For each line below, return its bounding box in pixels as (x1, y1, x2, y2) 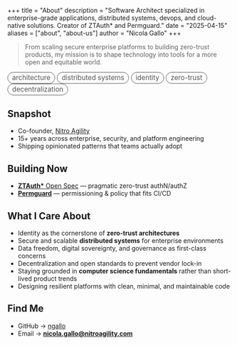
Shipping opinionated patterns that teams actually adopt (17, 142, 183, 151)
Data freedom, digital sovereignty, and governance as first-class (17, 244, 206, 252)
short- (212, 267, 231, 275)
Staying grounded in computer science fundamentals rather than (17, 267, 211, 275)
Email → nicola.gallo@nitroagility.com (17, 329, 133, 338)
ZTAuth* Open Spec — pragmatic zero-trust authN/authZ (17, 181, 187, 190)
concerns (17, 251, 46, 260)
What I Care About (7, 210, 91, 222)
